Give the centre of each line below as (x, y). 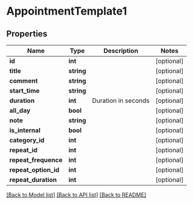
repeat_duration (33, 180)
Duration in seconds (121, 100)
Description (121, 51)
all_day (20, 111)
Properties (27, 34)
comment (24, 81)
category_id (27, 140)
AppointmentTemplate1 (67, 11)
